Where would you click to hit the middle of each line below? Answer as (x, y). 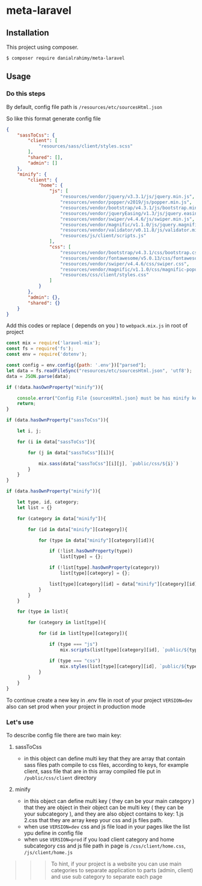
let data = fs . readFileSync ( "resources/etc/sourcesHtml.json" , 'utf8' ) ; (99, 371)
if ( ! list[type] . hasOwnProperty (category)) (105, 568)
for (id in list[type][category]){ (83, 634)
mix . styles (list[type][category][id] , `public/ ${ (123, 666)
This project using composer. (42, 47)
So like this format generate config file (54, 119)
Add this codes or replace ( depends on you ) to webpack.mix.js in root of (97, 326)
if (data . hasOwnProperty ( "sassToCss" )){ (58, 420)
